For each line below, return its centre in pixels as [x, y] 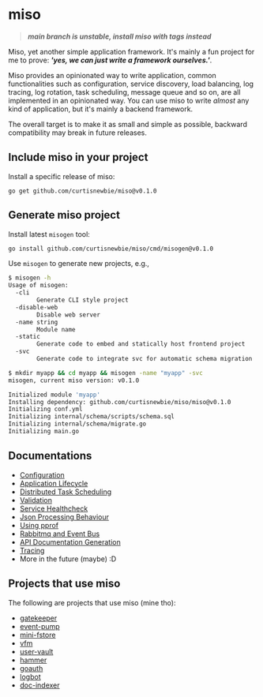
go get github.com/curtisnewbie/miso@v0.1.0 [83, 191]
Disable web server [69, 315]
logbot [30, 676]
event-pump [40, 626]
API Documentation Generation [70, 541]
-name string [37, 322]
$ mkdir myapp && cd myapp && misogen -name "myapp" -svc [105, 373]
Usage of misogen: [38, 286]
